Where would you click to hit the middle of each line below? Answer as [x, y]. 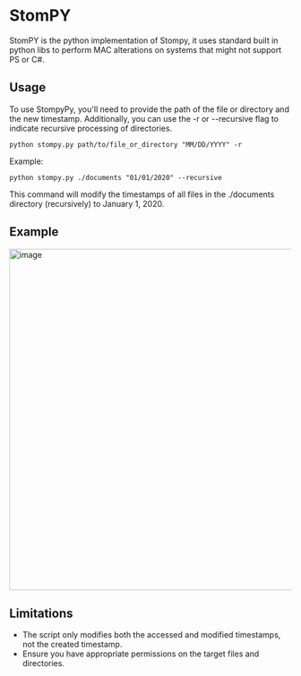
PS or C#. [27, 59]
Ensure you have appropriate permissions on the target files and [141, 654]
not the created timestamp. [72, 645]
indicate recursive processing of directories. [91, 128]
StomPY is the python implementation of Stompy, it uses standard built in [144, 40]
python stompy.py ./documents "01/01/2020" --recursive [116, 177]
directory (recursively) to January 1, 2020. [87, 203]
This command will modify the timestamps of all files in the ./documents [142, 194]
